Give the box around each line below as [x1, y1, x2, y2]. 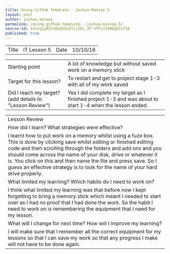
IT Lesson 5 [23, 46, 52, 53]
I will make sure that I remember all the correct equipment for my [8, 228, 161, 235]
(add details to [8, 95, 42, 103]
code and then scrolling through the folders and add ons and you [8, 145, 162, 151]
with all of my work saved [67, 81, 128, 88]
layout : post [5, 12, 33, 17]
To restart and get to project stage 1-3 [67, 75, 160, 81]
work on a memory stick [67, 67, 125, 73]
